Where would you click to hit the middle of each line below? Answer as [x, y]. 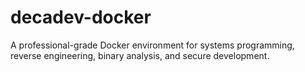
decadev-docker [81, 17]
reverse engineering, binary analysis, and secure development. [140, 55]
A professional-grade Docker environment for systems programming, [152, 45]
